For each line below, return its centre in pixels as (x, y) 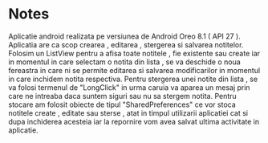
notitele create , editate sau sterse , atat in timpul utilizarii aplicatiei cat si (128, 112)
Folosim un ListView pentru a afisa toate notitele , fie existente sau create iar (134, 53)
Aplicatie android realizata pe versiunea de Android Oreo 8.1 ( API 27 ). (124, 36)
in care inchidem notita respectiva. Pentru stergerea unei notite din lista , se (133, 79)
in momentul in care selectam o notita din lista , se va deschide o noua (124, 62)
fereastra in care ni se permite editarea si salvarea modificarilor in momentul (134, 70)
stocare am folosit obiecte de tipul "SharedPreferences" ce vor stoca (122, 104)
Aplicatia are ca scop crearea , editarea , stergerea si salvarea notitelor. (126, 44)
